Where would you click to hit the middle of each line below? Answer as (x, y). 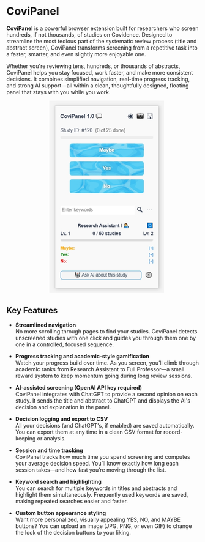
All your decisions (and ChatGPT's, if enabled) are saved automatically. (105, 426)
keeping (25, 439)
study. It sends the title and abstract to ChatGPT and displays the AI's (103, 401)
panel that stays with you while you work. (58, 92)
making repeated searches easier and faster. (72, 501)
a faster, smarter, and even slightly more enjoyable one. (76, 54)
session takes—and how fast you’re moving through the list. (91, 470)
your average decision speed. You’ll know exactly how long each (97, 464)
